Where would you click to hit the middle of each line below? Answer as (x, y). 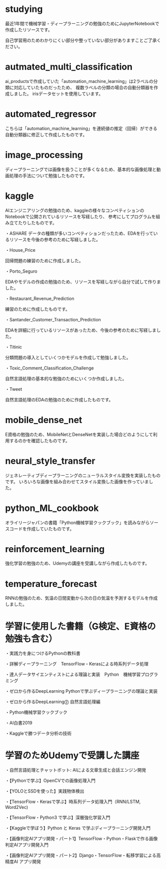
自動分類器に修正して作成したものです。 (46, 135)
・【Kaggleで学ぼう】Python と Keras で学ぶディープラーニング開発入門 (78, 828)
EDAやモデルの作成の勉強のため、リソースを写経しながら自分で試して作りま (83, 282)
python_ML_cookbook (52, 508)
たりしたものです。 (37, 222)
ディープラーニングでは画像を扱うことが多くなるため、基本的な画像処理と (81, 169)
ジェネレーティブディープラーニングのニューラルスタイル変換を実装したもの (83, 475)
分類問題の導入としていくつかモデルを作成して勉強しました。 (68, 357)
